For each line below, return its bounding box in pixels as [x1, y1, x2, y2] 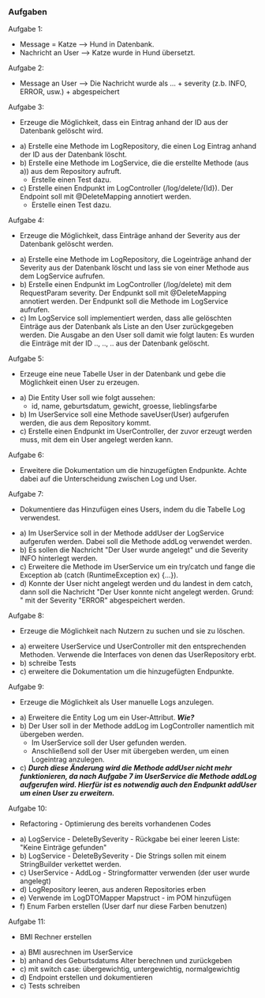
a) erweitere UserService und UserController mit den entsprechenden [19, 641, 247, 651]
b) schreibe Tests [19, 659, 77, 668]
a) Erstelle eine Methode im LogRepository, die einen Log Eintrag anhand [19, 142, 257, 151]
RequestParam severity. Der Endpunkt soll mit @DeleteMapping [19, 288, 227, 298]
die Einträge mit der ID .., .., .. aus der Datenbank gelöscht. [19, 338, 210, 348]
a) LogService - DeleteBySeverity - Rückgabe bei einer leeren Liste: [19, 834, 241, 844]
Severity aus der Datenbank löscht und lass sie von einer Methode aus [19, 263, 250, 273]
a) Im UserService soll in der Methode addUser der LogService [19, 528, 225, 538]
